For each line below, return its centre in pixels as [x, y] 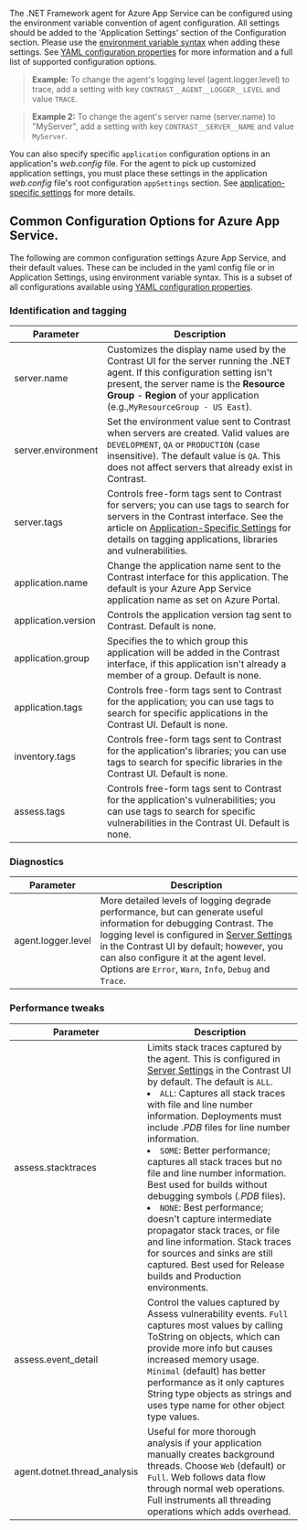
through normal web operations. [216, 1488]
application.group [52, 658]
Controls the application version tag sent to [199, 615]
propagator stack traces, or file [214, 1230]
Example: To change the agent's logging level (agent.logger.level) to [161, 80]
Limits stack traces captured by [215, 1047]
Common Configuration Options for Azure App [145, 222]
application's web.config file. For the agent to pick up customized [132, 163]
